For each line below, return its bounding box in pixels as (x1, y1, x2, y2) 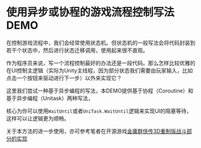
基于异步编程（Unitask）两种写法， (6, 94, 94, 102)
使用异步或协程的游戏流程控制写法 (6, 5, 175, 19)
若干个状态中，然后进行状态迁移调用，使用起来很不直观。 (6, 46, 148, 54)
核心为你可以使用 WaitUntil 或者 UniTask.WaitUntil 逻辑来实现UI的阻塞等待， (6, 107, 192, 114)
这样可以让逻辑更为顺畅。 (6, 114, 70, 122)
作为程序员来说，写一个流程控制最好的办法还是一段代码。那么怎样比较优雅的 (6, 59, 196, 67)
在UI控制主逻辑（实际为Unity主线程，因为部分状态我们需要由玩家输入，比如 (6, 67, 193, 74)
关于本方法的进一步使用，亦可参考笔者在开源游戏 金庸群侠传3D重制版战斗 (6, 127, 187, 135)
